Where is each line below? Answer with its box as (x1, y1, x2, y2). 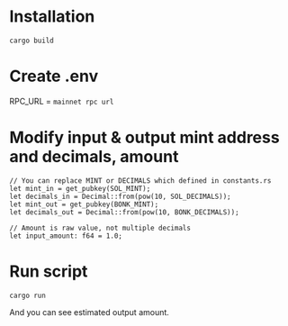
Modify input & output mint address (9, 128, 281, 148)
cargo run (9, 291, 47, 300)
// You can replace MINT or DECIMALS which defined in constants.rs (9, 176, 272, 186)
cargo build (9, 36, 54, 45)
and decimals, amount (9, 147, 179, 168)
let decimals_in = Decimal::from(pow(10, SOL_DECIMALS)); (9, 192, 231, 201)
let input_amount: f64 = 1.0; (9, 231, 123, 240)
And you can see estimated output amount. (9, 306, 169, 317)
